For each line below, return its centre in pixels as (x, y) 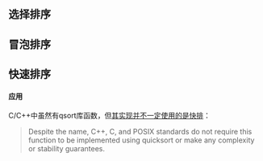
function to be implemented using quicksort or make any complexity (141, 140)
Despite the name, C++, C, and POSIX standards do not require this (140, 132)
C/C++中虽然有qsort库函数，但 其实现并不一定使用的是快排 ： (110, 116)
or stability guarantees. (67, 149)
